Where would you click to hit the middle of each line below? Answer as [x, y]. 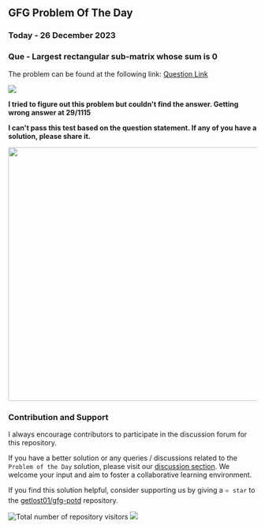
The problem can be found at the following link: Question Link [108, 73]
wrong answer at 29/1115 [50, 112]
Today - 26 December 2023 [62, 36]
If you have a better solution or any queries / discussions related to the [123, 458]
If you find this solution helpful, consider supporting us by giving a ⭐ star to [132, 490]
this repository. [33, 442]
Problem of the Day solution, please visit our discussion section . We [119, 466]
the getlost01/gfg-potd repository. [63, 500]
